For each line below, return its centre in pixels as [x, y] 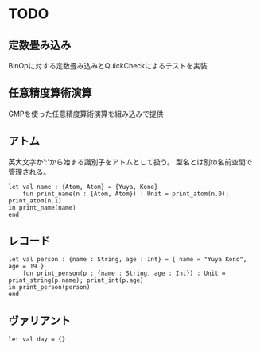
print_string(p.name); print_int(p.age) [76, 280]
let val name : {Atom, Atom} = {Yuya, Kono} [83, 187]
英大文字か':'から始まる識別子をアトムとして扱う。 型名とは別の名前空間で [130, 162]
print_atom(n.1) [35, 201]
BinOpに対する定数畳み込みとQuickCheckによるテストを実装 [108, 66]
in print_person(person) [49, 287]
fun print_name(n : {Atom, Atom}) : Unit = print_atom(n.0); [126, 194]
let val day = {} [37, 339]
